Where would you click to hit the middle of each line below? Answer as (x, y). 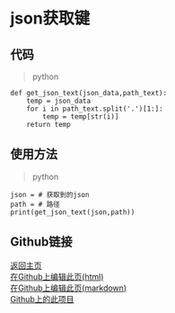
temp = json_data (59, 101)
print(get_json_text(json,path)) (73, 212)
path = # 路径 (35, 204)
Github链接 (41, 242)
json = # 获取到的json (50, 194)
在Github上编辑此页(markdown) (69, 288)
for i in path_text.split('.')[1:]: (95, 109)
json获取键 (50, 18)
